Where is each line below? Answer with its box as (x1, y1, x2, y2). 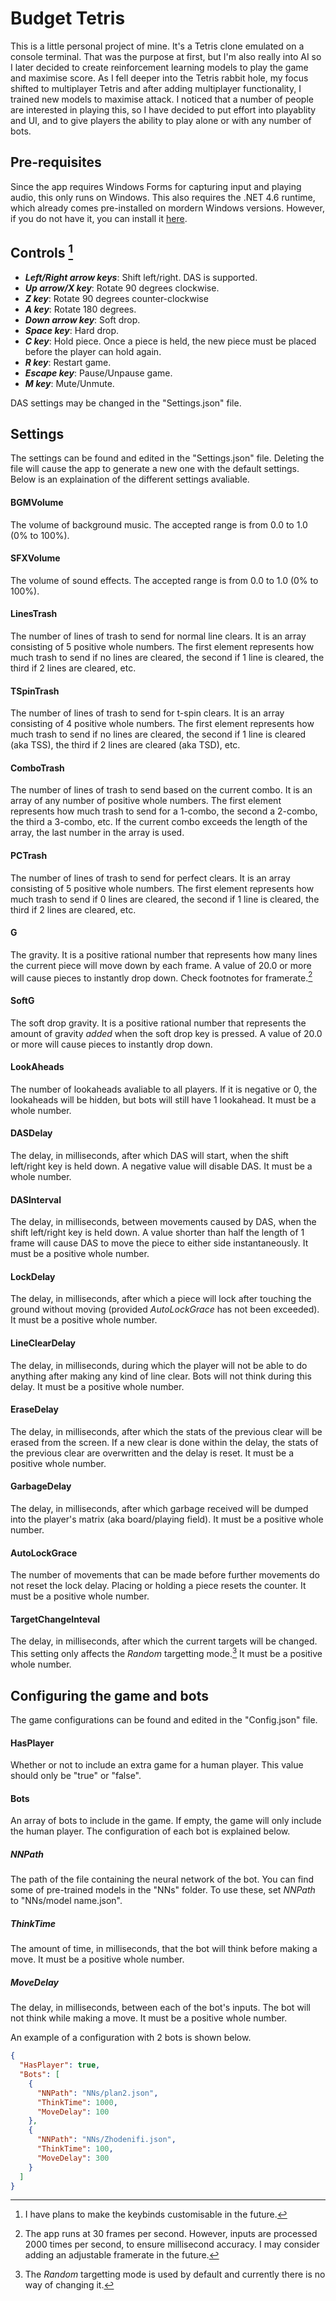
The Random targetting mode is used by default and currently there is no (24, 2268, 326, 2281)
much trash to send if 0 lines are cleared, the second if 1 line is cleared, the (10, 893, 320, 905)
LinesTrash (10, 608, 58, 620)
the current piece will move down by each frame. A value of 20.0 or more (10, 959, 312, 971)
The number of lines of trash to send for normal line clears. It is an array (10, 630, 307, 642)
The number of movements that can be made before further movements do (10, 1569, 320, 1581)
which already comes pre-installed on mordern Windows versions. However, (10, 202, 325, 214)
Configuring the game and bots (10, 1687, 209, 1704)
